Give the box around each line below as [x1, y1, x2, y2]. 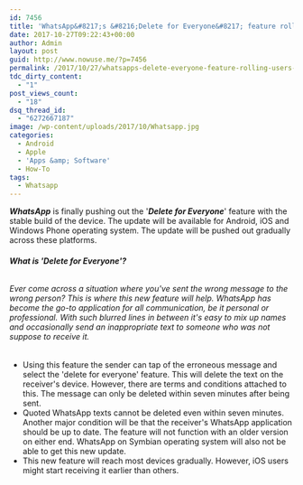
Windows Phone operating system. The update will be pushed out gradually [9, 225, 291, 236]
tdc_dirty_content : [9, 72, 83, 81]
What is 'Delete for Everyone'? [9, 255, 127, 266]
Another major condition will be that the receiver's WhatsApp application [22, 416, 293, 427]
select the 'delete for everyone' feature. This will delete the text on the [22, 368, 284, 379]
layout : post [9, 47, 59, 56]
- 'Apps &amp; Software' [17, 155, 111, 165]
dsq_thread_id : [9, 106, 67, 115]
